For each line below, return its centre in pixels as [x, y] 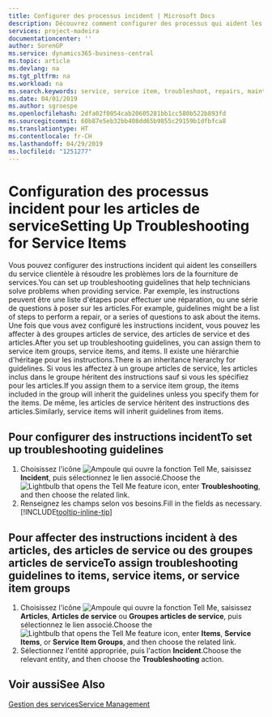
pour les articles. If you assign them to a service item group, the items [124, 386]
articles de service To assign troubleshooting [123, 563]
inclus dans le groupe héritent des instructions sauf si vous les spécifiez [129, 377]
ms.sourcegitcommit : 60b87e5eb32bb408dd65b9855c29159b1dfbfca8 [117, 121]
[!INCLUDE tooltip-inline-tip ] [66, 512]
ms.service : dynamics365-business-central [81, 53]
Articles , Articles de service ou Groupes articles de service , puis [131, 616]
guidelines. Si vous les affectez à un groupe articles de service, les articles [133, 368]
